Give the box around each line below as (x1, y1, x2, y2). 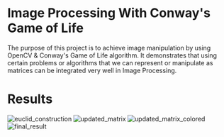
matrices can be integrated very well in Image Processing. (7, 66, 177, 75)
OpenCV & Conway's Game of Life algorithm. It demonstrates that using (7, 51, 218, 60)
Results (7, 91, 53, 107)
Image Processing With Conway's (7, 5, 211, 21)
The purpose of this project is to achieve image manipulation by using (7, 43, 211, 52)
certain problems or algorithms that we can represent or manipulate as (7, 58, 213, 67)
